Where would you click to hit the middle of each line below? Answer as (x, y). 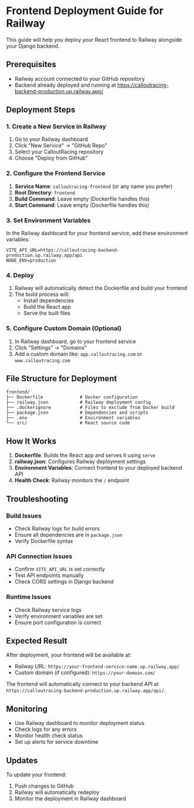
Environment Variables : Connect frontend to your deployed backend (98, 468)
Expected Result (37, 641)
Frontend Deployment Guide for (85, 11)
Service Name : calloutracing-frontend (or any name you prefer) (93, 186)
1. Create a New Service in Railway (56, 127)
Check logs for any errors (46, 730)
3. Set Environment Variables (48, 220)
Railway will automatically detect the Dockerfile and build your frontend (101, 288)
